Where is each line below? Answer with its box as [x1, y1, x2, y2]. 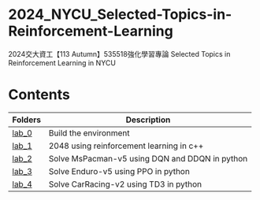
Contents [8, 86, 71, 104]
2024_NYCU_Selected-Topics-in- [8, 6, 232, 24]
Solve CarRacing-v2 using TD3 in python [48, 179, 202, 190]
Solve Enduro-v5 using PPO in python [48, 165, 191, 176]
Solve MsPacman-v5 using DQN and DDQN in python [48, 153, 248, 164]
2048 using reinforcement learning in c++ [48, 140, 204, 151]
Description [125, 114, 171, 125]
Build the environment [48, 128, 130, 139]
